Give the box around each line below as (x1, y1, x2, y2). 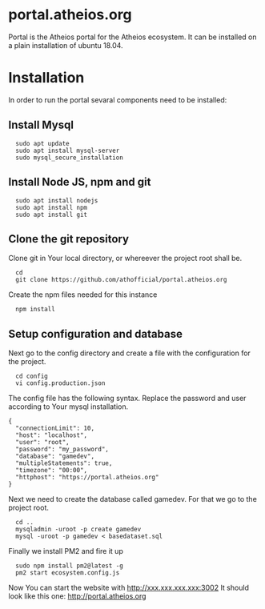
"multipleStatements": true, (15, 459, 113, 467)
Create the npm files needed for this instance (8, 290, 158, 299)
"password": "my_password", (15, 446, 110, 454)
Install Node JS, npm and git (8, 175, 151, 189)
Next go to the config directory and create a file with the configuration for (8, 348, 251, 358)
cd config (15, 372, 48, 381)
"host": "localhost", (15, 431, 88, 439)
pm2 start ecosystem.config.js (15, 569, 120, 577)
